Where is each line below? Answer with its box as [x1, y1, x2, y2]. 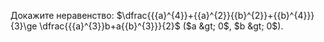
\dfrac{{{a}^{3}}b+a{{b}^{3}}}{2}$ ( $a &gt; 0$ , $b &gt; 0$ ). [39, 20, 284, 32]
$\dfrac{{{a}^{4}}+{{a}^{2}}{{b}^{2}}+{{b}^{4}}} [116, 10, 315, 21]
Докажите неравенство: [10, 10, 115, 21]
